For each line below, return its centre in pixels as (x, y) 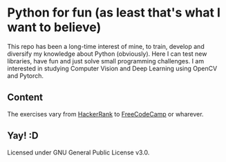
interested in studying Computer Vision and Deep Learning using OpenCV (112, 68)
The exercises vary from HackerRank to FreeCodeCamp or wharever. (105, 114)
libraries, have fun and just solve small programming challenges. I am (106, 61)
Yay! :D (23, 136)
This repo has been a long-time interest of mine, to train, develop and (106, 46)
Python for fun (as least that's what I (114, 13)
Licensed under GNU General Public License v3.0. (78, 152)
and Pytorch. (25, 75)
